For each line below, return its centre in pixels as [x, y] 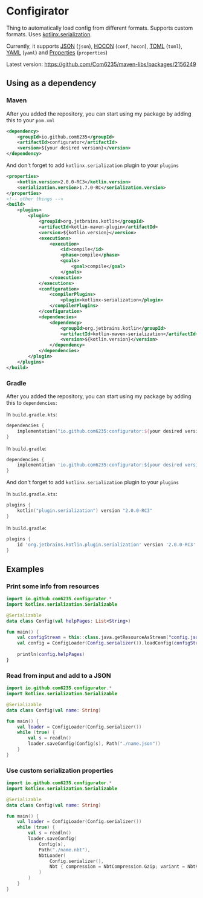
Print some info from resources [53, 586]
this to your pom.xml [31, 120]
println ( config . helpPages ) [51, 655]
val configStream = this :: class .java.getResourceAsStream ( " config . [104, 637]
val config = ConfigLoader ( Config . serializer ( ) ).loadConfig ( [95, 643]
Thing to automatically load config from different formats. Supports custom [100, 28]
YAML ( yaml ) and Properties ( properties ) [57, 52]
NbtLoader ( [52, 855]
